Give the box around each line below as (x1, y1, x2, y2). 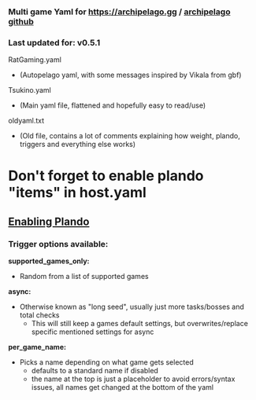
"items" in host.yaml (8, 184, 147, 202)
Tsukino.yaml (8, 86, 51, 95)
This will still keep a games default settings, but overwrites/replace (31, 319, 248, 328)
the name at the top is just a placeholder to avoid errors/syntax (31, 374, 236, 383)
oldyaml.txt (8, 116, 45, 126)
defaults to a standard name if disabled (31, 366, 159, 376)
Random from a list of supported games (19, 272, 149, 281)
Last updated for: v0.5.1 (8, 37, 101, 48)
